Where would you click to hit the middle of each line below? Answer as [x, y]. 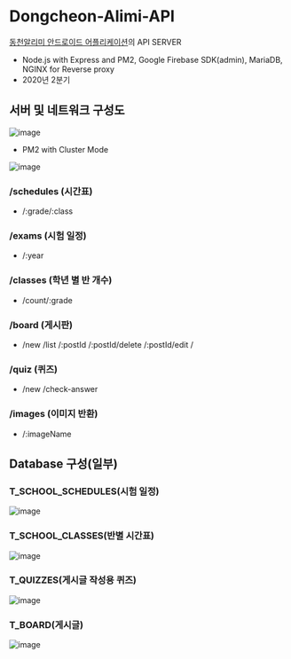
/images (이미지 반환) [54, 414]
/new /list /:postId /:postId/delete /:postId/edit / [107, 344]
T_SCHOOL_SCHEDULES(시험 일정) [84, 491]
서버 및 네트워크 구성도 [67, 110]
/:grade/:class [47, 211]
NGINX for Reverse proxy [68, 69]
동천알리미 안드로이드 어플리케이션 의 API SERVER [95, 42]
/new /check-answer [60, 389]
